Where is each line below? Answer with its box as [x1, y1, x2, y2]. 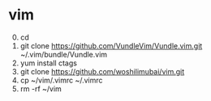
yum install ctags [19, 58, 77, 68]
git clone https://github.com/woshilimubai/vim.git [19, 66, 185, 76]
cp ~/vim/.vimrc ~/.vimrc [19, 75, 103, 85]
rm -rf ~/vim [19, 83, 62, 94]
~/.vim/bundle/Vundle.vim [19, 49, 108, 59]
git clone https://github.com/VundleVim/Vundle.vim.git [19, 40, 203, 50]
